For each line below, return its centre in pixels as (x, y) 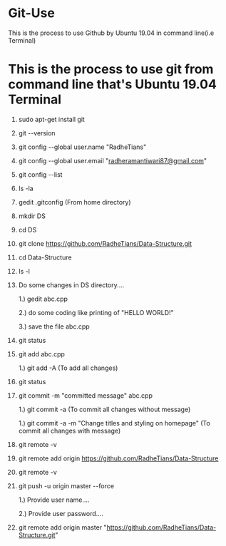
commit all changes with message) (70, 431)
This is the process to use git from (111, 69)
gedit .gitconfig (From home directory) (75, 202)
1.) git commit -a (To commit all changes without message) (104, 409)
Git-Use (32, 13)
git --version (37, 133)
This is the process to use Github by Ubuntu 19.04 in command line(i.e (111, 33)
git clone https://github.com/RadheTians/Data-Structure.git (105, 243)
